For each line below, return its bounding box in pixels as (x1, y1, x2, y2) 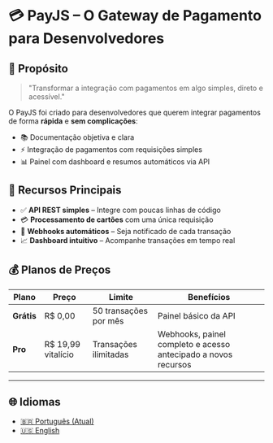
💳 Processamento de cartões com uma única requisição (19, 215, 214, 224)
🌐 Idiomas (8, 395, 61, 409)
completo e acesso (157, 338, 230, 350)
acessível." (28, 92, 65, 102)
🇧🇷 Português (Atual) (19, 416, 95, 427)
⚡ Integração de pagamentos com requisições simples (19, 145, 203, 154)
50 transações (92, 305, 149, 316)
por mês (92, 315, 124, 326)
